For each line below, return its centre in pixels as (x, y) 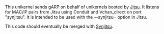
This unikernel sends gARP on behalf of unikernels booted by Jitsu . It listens (82, 7)
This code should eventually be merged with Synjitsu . (59, 26)
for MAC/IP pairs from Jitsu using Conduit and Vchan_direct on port (73, 12)
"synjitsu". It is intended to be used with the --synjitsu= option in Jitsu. (76, 17)
